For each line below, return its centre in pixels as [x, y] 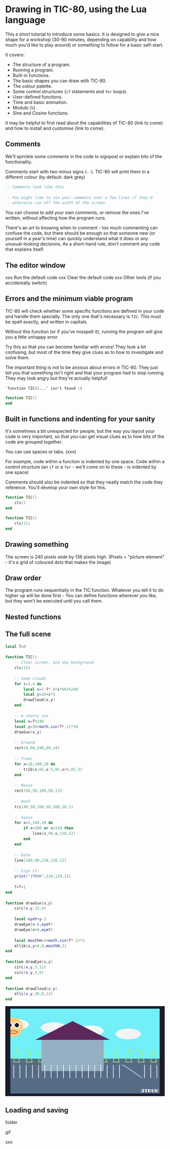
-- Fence [24, 818]
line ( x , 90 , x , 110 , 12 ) [54, 834]
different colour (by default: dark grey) [45, 177]
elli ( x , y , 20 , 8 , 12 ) [34, 994]
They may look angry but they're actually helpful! [56, 378]
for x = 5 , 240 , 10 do [34, 823]
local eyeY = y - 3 [30, 919]
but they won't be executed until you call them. [54, 601]
